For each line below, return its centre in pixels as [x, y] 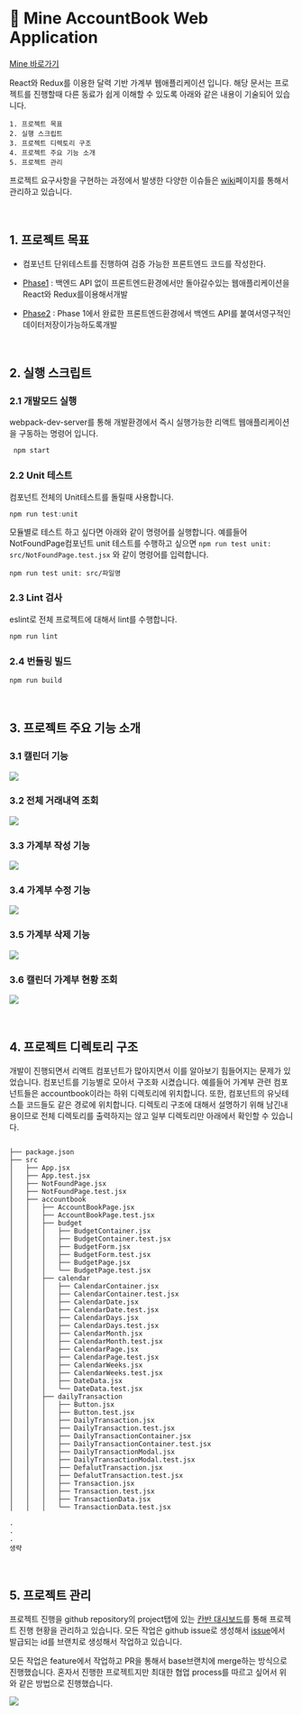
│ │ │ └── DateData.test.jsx [76, 1389]
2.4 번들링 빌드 [41, 661]
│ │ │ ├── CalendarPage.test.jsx [84, 1357]
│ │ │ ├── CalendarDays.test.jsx [84, 1325]
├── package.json [42, 1152]
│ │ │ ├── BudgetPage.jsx [70, 1262]
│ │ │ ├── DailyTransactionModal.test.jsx [102, 1460]
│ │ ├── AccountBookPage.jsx [72, 1207]
